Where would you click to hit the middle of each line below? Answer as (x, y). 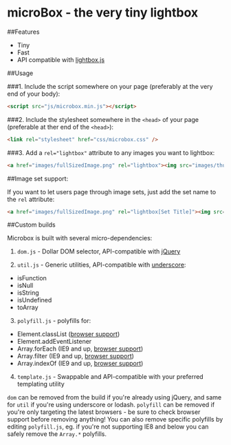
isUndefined (34, 300)
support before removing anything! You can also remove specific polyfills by (115, 420)
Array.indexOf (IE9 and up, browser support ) (80, 364)
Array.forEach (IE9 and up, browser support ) (80, 349)
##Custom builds (32, 225)
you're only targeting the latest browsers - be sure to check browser (104, 412)
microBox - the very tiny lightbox (103, 13)
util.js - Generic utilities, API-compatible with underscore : (101, 265)
